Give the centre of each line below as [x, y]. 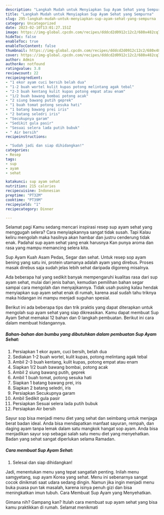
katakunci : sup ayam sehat [33, 182]
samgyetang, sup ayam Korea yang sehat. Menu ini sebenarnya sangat [77, 477]
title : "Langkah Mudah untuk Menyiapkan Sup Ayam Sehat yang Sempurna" [80, 14]
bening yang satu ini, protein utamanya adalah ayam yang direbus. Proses [80, 262]
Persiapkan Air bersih [34, 409]
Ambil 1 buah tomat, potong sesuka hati [52, 378]
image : [12, 32]
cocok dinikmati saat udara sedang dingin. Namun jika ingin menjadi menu [80, 482]
